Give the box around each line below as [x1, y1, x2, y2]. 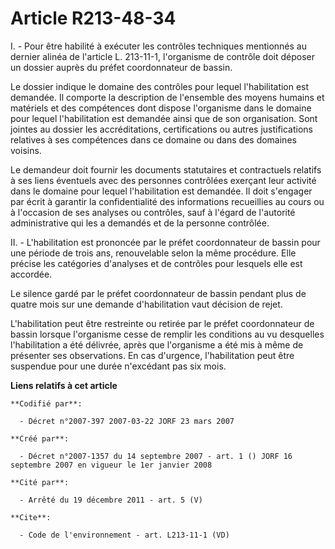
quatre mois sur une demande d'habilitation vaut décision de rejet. [10, 298, 283, 310]
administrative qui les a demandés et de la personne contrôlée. [10, 217, 270, 229]
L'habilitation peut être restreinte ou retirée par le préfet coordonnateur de [10, 317, 315, 329]
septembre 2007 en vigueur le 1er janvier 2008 [10, 460, 213, 470]
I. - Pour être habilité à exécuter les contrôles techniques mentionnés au [10, 40, 307, 52]
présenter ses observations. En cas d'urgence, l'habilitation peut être [10, 349, 295, 361]
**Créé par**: [10, 433, 70, 444]
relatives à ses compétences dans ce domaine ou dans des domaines [10, 133, 297, 146]
